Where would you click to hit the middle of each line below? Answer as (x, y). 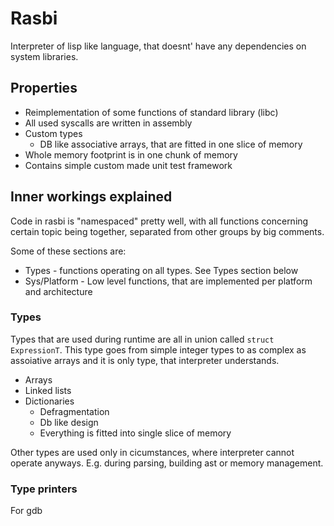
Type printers (44, 489)
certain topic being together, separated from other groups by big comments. (167, 231)
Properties (44, 88)
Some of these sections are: (68, 251)
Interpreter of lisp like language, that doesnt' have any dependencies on (158, 46)
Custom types (53, 133)
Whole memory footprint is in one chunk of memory (131, 154)
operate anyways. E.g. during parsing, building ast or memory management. (167, 463)
